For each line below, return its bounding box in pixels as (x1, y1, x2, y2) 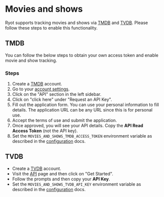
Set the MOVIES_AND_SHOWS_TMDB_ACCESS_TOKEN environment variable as (12, 133, 152, 139)
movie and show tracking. (5, 57, 57, 63)
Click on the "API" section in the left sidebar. (12, 91, 102, 97)
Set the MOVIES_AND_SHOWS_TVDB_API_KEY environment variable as (12, 181, 141, 187)
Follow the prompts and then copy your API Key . (12, 176, 110, 182)
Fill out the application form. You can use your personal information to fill (12, 102, 159, 108)
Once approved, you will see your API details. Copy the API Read (12, 123, 143, 129)
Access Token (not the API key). (12, 128, 78, 134)
